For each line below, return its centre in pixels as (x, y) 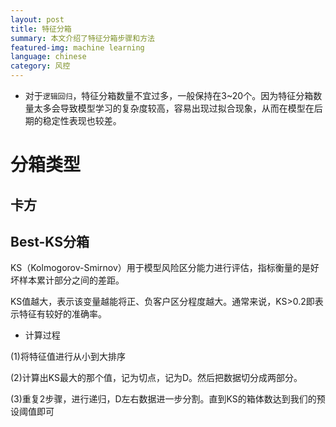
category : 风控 (40, 66)
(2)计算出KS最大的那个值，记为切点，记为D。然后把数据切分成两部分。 (156, 378)
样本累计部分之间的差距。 (71, 280)
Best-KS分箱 (50, 241)
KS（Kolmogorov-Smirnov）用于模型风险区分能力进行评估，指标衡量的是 (160, 268)
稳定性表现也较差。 (82, 120)
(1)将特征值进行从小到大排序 (68, 357)
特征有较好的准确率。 (62, 314)
